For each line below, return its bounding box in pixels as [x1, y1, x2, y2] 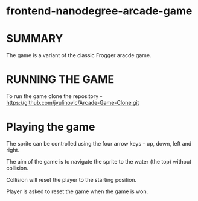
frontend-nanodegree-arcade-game [6, 4, 193, 18]
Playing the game [6, 120, 95, 134]
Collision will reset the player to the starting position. [6, 176, 137, 183]
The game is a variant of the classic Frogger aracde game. [6, 52, 152, 59]
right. [6, 146, 20, 153]
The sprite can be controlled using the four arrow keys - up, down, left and [6, 140, 192, 147]
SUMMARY [6, 32, 63, 46]
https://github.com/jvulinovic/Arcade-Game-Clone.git [6, 99, 139, 107]
